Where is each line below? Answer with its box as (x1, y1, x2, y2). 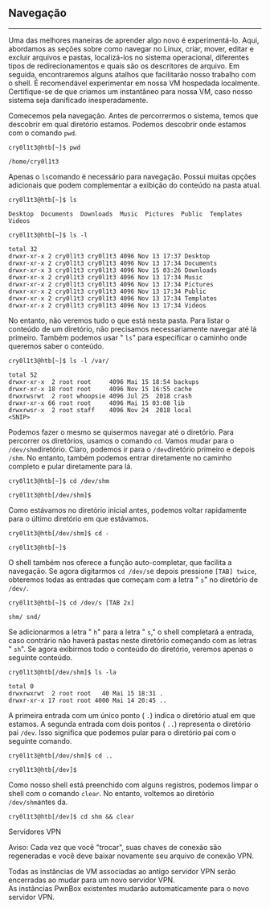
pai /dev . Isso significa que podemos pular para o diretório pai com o (8, 728, 236, 737)
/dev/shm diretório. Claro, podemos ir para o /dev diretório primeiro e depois (8, 444, 256, 454)
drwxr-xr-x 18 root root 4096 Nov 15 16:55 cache (8, 385, 193, 393)
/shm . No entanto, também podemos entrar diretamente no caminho (8, 452, 232, 462)
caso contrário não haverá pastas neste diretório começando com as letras (8, 635, 257, 645)
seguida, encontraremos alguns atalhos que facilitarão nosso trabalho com (8, 69, 256, 79)
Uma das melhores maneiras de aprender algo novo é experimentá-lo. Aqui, (8, 35, 260, 45)
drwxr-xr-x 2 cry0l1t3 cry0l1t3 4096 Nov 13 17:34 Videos (8, 301, 207, 309)
